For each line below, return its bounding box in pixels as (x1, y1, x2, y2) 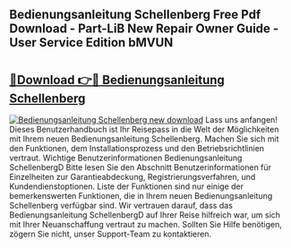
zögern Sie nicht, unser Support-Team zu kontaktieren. (9, 228, 212, 239)
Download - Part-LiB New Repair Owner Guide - (9, 21, 279, 37)
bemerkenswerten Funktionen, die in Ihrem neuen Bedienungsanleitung (9, 191, 273, 201)
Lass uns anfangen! (205, 115, 278, 124)
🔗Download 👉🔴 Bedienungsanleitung (9, 72, 226, 88)
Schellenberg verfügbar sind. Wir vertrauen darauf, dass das (9, 201, 233, 210)
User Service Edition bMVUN (9, 35, 174, 50)
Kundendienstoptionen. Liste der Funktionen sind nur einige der (9, 181, 244, 192)
